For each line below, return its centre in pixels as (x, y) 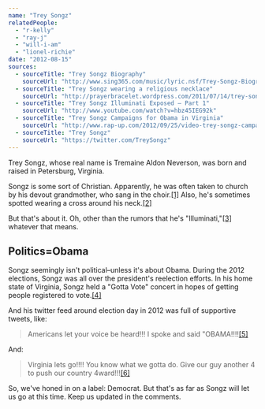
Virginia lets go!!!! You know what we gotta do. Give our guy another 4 (141, 365)
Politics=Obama (49, 251)
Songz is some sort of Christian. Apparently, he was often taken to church (128, 186)
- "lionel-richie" (46, 52)
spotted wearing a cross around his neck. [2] (80, 203)
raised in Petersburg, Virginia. (56, 171)
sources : (22, 67)
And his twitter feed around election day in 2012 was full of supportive (122, 310)
